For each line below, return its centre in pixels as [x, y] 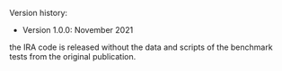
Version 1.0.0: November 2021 [78, 30]
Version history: [39, 13]
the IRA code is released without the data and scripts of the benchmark [141, 47]
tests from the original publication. [73, 56]
